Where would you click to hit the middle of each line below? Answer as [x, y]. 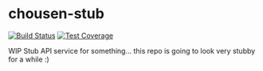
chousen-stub [57, 14]
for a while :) [29, 59]
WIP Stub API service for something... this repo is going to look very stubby [132, 50]
